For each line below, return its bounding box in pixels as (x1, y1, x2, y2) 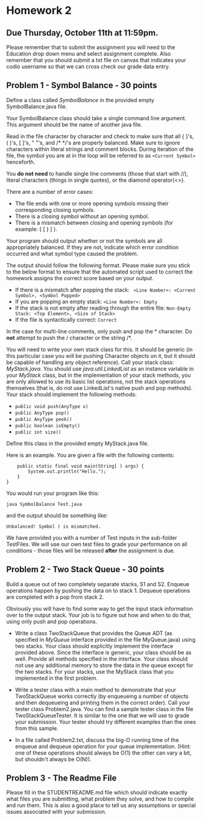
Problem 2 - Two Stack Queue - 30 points (6, 564, 165, 575)
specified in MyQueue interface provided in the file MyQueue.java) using (14, 636, 196, 643)
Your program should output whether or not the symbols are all (6, 237, 163, 244)
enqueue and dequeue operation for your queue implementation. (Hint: (14, 743, 191, 750)
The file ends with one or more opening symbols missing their (14, 200, 169, 207)
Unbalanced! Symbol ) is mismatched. (6, 523, 101, 529)
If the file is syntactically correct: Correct (14, 316, 117, 323)
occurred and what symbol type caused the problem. (6, 250, 139, 257)
